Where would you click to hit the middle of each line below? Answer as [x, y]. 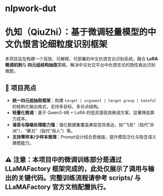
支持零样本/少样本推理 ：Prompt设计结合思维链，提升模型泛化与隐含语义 [84, 137]
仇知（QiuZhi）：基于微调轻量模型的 [76, 32]
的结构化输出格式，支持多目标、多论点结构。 [57, 106]
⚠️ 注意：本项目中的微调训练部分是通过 [63, 160]
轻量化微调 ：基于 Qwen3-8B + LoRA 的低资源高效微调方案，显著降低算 [83, 112]
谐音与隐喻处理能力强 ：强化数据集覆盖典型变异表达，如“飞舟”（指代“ [81, 125]
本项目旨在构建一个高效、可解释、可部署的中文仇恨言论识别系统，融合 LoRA [81, 59]
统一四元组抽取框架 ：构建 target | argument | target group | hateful [84, 100]
